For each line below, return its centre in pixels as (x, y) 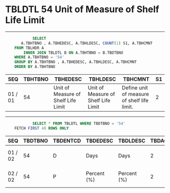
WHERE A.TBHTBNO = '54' (39, 57)
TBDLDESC (132, 141)
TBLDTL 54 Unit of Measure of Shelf (82, 9)
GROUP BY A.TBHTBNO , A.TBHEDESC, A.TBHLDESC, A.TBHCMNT (76, 62)
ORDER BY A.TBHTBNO (35, 67)
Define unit (135, 88)
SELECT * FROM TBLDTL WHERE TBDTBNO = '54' (79, 124)
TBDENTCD (67, 141)
